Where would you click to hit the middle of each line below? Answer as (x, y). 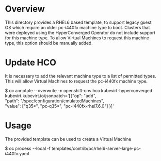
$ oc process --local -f (28, 148)
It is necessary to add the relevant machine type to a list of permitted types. (81, 76)
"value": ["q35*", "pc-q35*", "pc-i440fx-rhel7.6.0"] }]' (59, 106)
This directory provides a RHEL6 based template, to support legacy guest (78, 22)
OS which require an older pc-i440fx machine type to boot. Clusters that (78, 27)
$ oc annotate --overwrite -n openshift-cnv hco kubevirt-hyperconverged (79, 90)
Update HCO (31, 63)
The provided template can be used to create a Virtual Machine (68, 139)
